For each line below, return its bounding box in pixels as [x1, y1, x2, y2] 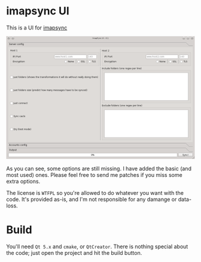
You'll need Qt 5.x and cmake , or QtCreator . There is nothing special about [6, 243, 188, 250]
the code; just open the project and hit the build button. [6, 249, 142, 256]
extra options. [6, 177, 41, 185]
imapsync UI [6, 4, 70, 18]
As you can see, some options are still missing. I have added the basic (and [6, 165, 191, 172]
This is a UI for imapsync [6, 24, 68, 31]
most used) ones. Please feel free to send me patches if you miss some [6, 171, 182, 178]
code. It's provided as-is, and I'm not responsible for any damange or [6, 195, 177, 203]
